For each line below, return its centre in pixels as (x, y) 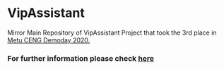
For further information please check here (81, 58)
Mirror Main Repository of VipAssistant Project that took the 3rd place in (112, 33)
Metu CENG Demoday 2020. (49, 40)
